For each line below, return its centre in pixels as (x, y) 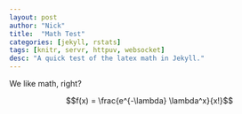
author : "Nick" (37, 26)
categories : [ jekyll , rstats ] (65, 42)
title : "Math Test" (48, 34)
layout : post (33, 17)
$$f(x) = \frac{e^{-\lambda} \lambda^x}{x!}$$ (149, 101)
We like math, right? (45, 84)
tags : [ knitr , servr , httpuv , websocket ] (87, 50)
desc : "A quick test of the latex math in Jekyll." (107, 58)
